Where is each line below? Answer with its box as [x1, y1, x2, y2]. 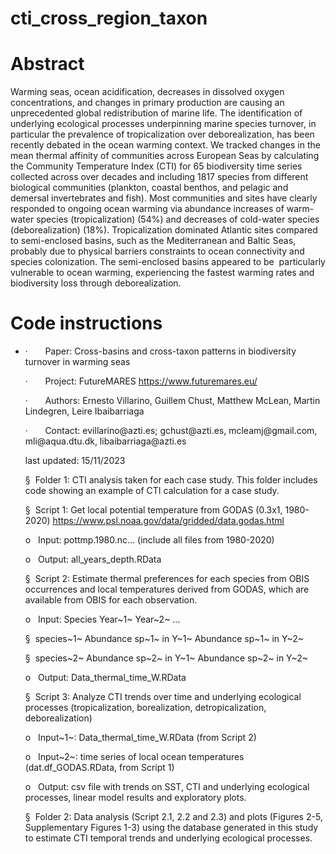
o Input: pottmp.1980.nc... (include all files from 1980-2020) [24, 534, 275, 546]
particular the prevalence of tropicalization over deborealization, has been [10, 128, 315, 141]
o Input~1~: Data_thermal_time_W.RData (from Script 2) [24, 732, 257, 744]
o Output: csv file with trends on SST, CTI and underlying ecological [24, 781, 310, 793]
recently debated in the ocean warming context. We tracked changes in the [10, 139, 321, 151]
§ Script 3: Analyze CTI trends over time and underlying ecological [24, 691, 302, 703]
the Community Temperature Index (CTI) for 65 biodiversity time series [10, 160, 303, 172]
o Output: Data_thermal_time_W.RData [24, 672, 187, 684]
